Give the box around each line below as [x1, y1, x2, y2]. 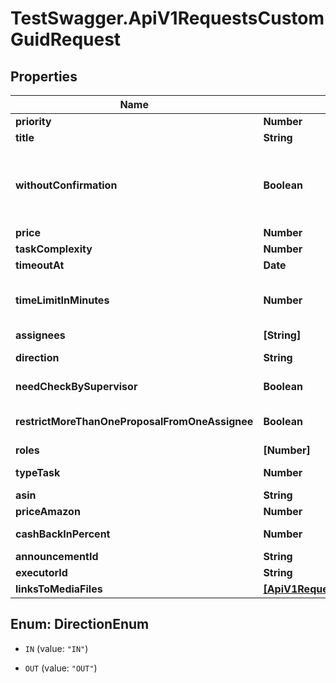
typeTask [15, 466, 61, 479]
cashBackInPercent [15, 527, 111, 541]
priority [15, 115, 52, 128]
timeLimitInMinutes [15, 293, 110, 307]
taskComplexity [15, 242, 93, 256]
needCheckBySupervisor [15, 380, 138, 393]
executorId [15, 566, 68, 579]
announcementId [15, 550, 99, 563]
